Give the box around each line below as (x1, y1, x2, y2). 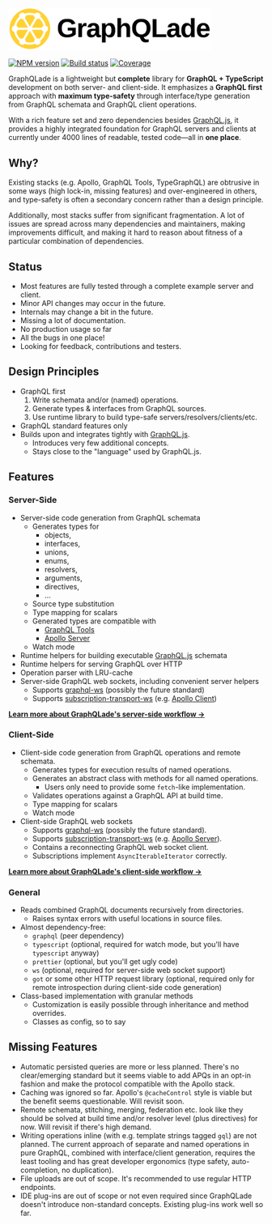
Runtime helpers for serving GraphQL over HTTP (19, 659, 183, 669)
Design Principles (8, 365, 100, 379)
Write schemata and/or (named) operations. (32, 395, 179, 405)
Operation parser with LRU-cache (19, 667, 134, 678)
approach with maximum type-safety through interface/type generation (8, 91, 251, 101)
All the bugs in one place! (19, 333, 105, 342)
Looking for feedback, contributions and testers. (19, 342, 182, 351)
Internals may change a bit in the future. (19, 307, 154, 317)
